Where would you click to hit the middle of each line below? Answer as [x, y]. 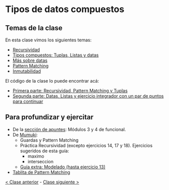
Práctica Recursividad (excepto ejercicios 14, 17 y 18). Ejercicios [86, 145]
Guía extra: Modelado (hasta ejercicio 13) [63, 167]
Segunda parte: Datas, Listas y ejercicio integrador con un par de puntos [88, 96]
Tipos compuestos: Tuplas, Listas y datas [55, 55]
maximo [36, 156]
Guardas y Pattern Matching [49, 140]
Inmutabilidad [27, 71]
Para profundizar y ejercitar [49, 117]
